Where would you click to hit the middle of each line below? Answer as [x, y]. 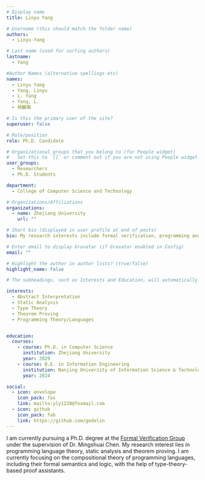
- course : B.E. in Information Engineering [74, 364]
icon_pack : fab [37, 415]
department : [21, 185]
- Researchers [30, 169]
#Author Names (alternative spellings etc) [63, 73]
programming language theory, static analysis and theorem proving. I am [98, 451]
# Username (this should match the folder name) [69, 29]
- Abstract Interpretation [46, 297]
